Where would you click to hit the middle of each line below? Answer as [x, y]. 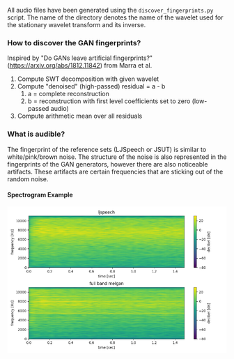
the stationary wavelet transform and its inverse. [77, 25]
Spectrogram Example [40, 195]
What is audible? [36, 134]
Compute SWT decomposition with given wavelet [88, 79]
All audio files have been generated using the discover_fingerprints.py [110, 10]
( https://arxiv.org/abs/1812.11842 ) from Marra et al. [80, 66]
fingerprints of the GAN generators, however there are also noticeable [108, 164]
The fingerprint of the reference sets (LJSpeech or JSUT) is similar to [107, 149]
